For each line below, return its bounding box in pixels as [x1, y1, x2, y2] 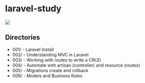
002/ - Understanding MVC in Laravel [12, 51, 89, 57]
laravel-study [5, 3, 62, 14]
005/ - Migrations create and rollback [12, 67, 89, 73]
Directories [5, 33, 40, 42]
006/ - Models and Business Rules [12, 73, 83, 79]
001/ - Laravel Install [12, 46, 54, 52]
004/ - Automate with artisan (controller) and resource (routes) [12, 62, 141, 68]
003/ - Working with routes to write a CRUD [12, 57, 101, 63]
